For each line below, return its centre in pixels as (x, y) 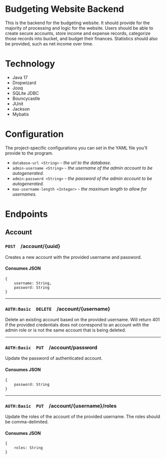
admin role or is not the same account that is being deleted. (65, 330)
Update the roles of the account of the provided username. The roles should (83, 417)
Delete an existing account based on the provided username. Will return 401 (83, 320)
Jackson (21, 109)
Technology (30, 64)
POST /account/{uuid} (33, 247)
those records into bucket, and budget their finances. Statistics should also (82, 39)
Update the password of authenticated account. (54, 358)
